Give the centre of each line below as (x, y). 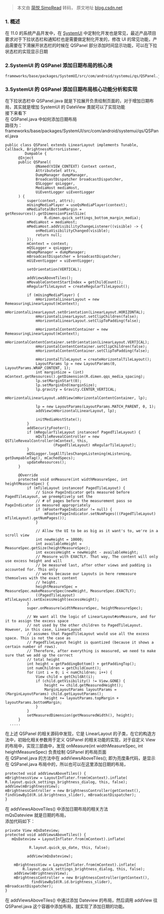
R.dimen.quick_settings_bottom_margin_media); (92, 218)
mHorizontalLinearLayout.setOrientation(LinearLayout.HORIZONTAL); (75, 312)
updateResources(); (47, 462)
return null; (49, 235)
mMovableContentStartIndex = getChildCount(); (75, 282)
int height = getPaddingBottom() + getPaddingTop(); (82, 664)
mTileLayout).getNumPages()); (36, 518)
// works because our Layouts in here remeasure (86, 574)
